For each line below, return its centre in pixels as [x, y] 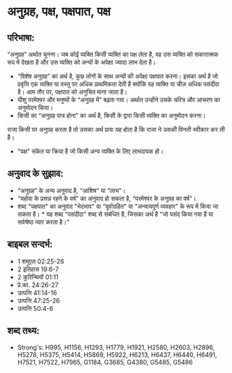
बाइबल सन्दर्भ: [30, 244]
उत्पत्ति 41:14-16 [37, 293]
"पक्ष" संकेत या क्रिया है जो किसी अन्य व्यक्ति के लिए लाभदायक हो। [90, 151]
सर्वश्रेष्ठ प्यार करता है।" [43, 222]
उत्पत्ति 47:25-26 [39, 300]
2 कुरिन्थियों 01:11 [38, 277]
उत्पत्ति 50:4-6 [35, 308]
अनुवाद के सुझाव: [36, 174]
